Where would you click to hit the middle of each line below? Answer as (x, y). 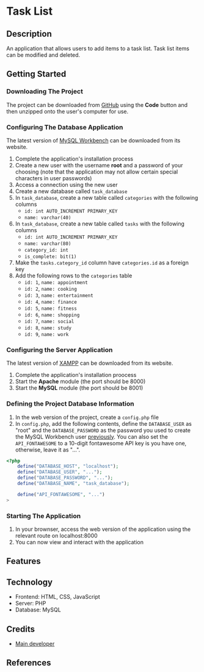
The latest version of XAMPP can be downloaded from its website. (90, 363)
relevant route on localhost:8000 (56, 535)
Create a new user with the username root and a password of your (99, 165)
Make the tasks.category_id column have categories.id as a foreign (102, 262)
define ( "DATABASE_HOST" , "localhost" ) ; (68, 466)
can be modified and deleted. (43, 55)
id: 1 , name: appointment (56, 282)
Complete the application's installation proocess (76, 375)
